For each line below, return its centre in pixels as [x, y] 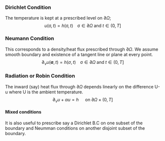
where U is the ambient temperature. [46, 92]
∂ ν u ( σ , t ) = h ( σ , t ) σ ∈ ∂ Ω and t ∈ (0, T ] [83, 63]
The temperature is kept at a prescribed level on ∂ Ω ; [58, 18]
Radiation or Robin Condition [40, 76]
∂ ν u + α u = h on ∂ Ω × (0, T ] [83, 100]
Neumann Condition [30, 38]
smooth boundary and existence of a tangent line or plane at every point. [79, 54]
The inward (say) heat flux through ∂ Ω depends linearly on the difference [79, 86]
